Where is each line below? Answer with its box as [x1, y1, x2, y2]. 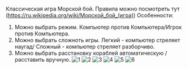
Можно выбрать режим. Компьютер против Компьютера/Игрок [14, 24, 183, 31]
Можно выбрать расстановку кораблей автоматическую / [14, 49, 167, 57]
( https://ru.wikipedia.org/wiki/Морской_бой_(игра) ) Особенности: [5, 12, 174, 19]
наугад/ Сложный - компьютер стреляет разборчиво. [14, 43, 155, 50]
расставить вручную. [14, 56, 71, 63]
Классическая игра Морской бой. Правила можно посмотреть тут [5, 5, 180, 12]
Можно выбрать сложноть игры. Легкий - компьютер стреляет [14, 37, 181, 43]
